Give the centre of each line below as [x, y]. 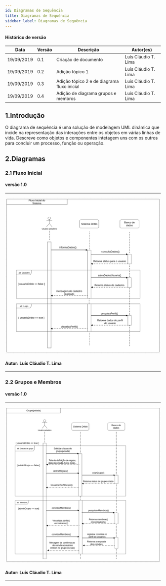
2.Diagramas [25, 159]
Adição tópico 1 [72, 72]
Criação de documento [80, 59]
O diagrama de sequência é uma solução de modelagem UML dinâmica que [82, 127]
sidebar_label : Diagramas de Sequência [46, 21]
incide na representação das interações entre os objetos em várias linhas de [83, 133]
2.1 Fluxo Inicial [24, 173]
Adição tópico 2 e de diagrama [87, 81]
